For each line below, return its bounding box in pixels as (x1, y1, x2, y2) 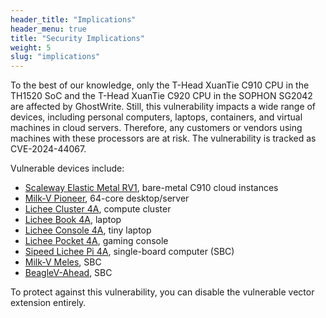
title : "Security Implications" (10, 33, 145, 43)
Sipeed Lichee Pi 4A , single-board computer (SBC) (24, 246, 235, 258)
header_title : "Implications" (10, 14, 137, 25)
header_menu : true (10, 24, 87, 34)
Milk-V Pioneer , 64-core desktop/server (24, 192, 190, 205)
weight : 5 (10, 42, 52, 53)
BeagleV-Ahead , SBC (24, 267, 113, 279)
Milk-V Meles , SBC (24, 256, 102, 268)
